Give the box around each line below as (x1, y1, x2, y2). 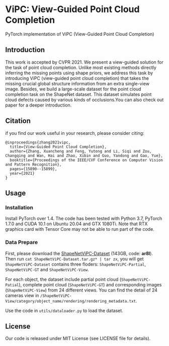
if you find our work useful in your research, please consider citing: (5, 130, 144, 136)
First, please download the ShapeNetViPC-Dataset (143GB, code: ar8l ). (5, 250, 153, 256)
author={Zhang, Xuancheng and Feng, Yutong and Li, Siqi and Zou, (10, 149, 152, 154)
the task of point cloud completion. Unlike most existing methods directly (5, 64, 157, 70)
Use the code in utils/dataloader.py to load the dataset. (5, 307, 123, 314)
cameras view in (5, 292, 39, 299)
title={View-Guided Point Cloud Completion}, (10, 144, 107, 150)
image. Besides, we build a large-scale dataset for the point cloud (5, 86, 142, 92)
